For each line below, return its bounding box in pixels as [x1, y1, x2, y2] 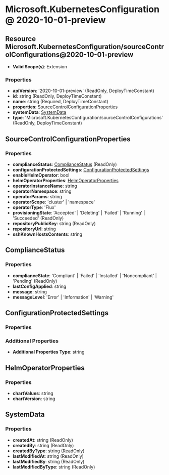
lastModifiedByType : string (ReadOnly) [12, 464, 95, 470]
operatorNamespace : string [12, 188, 72, 194]
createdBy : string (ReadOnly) [12, 442, 74, 448]
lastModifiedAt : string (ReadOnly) [12, 453, 84, 459]
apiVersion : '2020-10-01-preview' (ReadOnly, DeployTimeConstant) [12, 88, 155, 94]
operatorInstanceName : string [12, 183, 77, 189]
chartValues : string [12, 390, 53, 396]
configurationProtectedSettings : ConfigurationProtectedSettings [12, 166, 149, 172]
